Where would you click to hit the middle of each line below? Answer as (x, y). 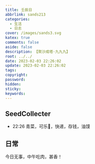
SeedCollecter (28, 114)
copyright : (16, 75)
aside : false (19, 47)
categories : (17, 19)
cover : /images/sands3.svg (33, 33)
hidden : (13, 84)
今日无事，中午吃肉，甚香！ (34, 156)
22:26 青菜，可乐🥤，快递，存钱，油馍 (51, 126)
